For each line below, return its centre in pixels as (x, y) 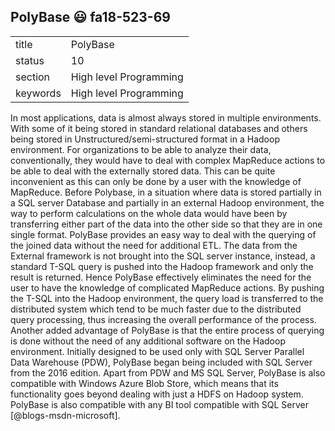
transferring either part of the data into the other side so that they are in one (166, 224)
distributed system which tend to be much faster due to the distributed (156, 309)
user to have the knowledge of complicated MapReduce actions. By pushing (167, 287)
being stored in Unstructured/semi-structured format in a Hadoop (145, 139)
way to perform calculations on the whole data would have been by (149, 213)
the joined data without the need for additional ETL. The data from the (154, 245)
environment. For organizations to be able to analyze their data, (141, 149)
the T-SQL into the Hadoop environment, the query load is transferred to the (167, 298)
